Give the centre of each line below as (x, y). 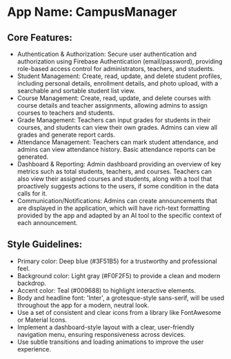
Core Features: (40, 38)
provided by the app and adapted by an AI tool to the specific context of (119, 215)
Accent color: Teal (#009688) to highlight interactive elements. (107, 290)
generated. (33, 157)
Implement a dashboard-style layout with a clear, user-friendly (106, 327)
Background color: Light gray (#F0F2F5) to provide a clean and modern (119, 275)
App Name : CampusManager (92, 12)
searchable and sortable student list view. (76, 91)
